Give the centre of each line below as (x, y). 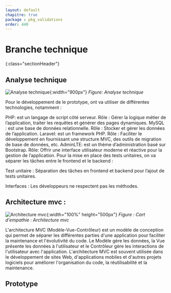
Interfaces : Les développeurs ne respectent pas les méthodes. (72, 186)
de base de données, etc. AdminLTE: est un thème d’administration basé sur (86, 144)
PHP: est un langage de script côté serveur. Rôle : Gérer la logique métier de (86, 117)
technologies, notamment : (34, 107)
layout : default (23, 10)
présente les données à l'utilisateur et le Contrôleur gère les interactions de (84, 246)
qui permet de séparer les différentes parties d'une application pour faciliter (85, 235)
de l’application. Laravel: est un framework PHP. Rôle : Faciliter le (74, 134)
